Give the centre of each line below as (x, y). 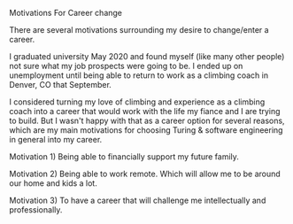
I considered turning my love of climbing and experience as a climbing (137, 102)
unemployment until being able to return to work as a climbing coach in (139, 75)
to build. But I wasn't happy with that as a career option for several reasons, (147, 120)
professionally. (36, 210)
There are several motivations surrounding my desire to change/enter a (139, 30)
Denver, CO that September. (61, 85)
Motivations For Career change (66, 13)
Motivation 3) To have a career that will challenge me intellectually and (138, 200)
